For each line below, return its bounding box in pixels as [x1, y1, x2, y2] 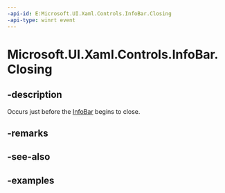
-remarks [7, 127, 48, 139]
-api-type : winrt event [7, 17, 76, 24]
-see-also [7, 151, 51, 163]
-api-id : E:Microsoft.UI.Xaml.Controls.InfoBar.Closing [7, 10, 172, 17]
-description [7, 89, 62, 101]
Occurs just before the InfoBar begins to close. [7, 107, 141, 115]
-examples [7, 174, 55, 186]
